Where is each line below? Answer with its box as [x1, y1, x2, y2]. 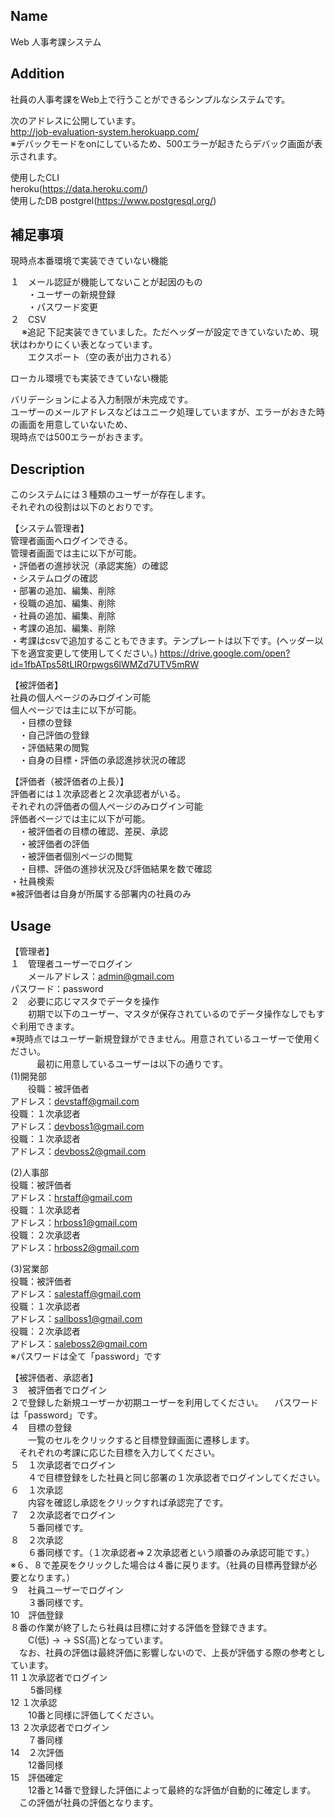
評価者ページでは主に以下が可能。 [10, 813, 151, 825]
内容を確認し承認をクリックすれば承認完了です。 [27, 1497, 229, 1509]
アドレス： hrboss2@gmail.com [10, 1242, 140, 1254]
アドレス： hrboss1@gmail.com [10, 1217, 138, 1229]
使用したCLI [10, 171, 60, 183]
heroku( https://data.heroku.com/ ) [10, 182, 149, 194]
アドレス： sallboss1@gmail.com [10, 1313, 143, 1325]
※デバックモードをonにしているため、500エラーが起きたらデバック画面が [10, 137, 315, 149]
